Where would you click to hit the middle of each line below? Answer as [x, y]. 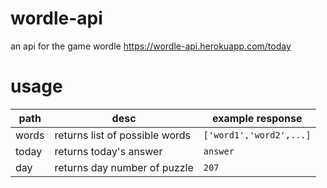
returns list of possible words [123, 135]
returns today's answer [108, 151]
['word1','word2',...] [257, 135]
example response [257, 118]
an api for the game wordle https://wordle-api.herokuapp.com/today [151, 46]
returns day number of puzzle [124, 167]
